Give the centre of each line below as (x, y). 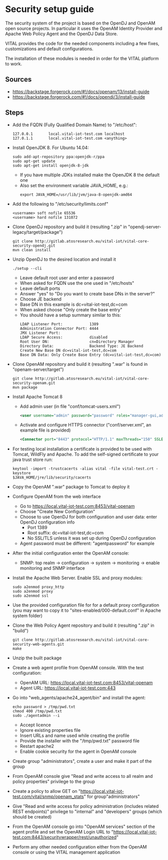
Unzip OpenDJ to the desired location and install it (64, 259)
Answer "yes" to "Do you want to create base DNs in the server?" (87, 293)
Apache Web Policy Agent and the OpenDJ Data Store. (61, 34)
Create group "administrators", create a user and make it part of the (82, 761)
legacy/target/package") (37, 232)
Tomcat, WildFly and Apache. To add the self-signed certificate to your (85, 455)
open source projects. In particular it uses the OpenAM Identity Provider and (84, 28)
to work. (14, 64)
